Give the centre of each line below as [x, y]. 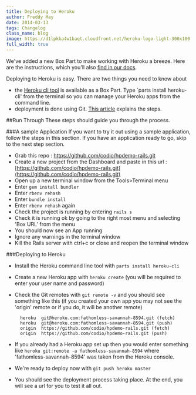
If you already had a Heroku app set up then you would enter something [102, 344]
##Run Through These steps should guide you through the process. [88, 120]
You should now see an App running [58, 230]
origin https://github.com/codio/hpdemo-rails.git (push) [94, 333]
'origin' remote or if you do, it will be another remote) [78, 307]
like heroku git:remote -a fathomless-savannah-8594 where [87, 350]
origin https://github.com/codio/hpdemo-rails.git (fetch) [95, 328]
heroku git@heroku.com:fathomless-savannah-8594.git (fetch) [98, 318]
